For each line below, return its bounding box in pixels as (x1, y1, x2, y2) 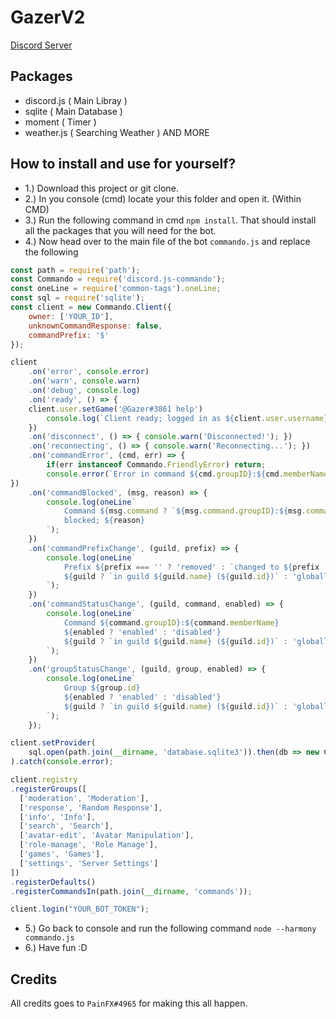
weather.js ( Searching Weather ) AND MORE (24, 126, 210, 138)
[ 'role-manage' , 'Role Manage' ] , (19, 840, 159, 850)
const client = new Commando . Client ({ (10, 302, 172, 313)
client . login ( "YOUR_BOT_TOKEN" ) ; (10, 904, 150, 915)
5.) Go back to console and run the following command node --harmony (24, 922, 317, 935)
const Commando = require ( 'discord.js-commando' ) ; (10, 274, 226, 285)
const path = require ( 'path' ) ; (10, 265, 141, 275)
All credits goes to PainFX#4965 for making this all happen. (10, 997, 248, 1010)
